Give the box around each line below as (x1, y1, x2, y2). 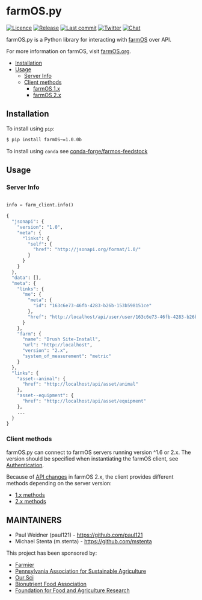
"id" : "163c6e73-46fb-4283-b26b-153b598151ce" (32, 303, 152, 309)
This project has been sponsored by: (6, 549, 97, 557)
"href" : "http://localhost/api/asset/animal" (22, 381, 138, 388)
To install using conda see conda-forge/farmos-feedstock (6, 147, 148, 155)
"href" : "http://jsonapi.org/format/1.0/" (32, 246, 141, 253)
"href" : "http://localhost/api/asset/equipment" (22, 398, 147, 404)
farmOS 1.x (32, 85, 60, 92)
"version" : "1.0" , (17, 224, 63, 230)
